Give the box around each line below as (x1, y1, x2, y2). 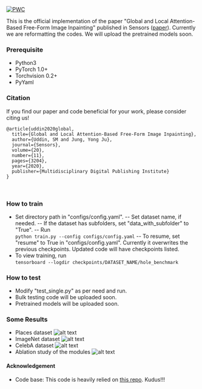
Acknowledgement (6, 362, 56, 370)
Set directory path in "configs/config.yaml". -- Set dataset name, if (15, 213, 182, 220)
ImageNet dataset (15, 336, 60, 343)
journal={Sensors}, (12, 141, 61, 148)
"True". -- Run (15, 226, 50, 233)
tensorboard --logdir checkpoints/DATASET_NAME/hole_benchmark (15, 259, 179, 265)
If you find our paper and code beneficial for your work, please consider (6, 107, 187, 115)
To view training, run (15, 252, 67, 259)
